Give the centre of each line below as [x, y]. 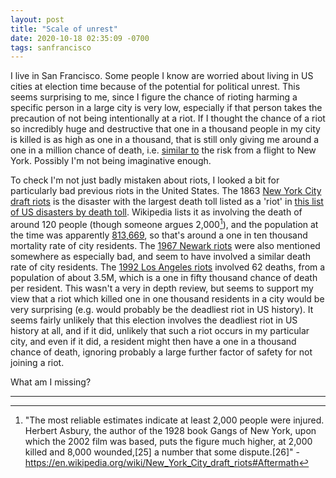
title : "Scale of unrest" [64, 29]
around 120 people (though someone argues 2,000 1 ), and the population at [164, 223]
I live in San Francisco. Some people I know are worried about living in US [162, 76]
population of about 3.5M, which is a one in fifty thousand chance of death [164, 277]
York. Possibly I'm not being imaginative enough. [111, 161]
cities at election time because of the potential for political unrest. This [155, 87]
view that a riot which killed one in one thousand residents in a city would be [167, 298]
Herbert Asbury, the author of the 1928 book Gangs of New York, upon [170, 430]
